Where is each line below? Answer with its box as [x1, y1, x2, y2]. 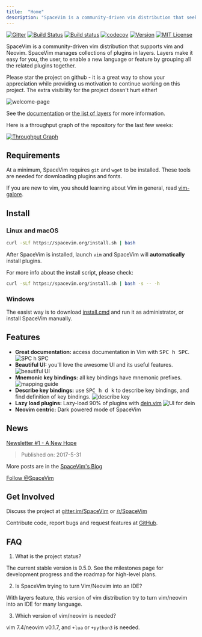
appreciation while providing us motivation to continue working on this [6, 79, 180, 87]
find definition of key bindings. [14, 393, 91, 400]
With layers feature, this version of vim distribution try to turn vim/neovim [6, 594, 188, 601]
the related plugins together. [6, 61, 76, 69]
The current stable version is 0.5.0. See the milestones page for [6, 564, 164, 572]
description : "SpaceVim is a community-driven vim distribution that [6, 14, 185, 20]
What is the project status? [14, 553, 82, 560]
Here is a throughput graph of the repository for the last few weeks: [6, 121, 174, 128]
